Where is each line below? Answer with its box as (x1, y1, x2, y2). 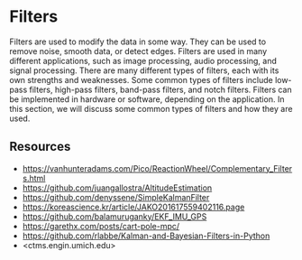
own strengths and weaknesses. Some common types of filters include (9, 74, 273, 85)
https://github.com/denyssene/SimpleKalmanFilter (22, 191, 210, 202)
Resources (9, 139, 71, 154)
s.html (22, 172, 46, 183)
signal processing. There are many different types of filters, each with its (9, 65, 279, 76)
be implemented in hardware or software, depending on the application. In (9, 93, 285, 105)
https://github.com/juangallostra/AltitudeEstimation (22, 182, 213, 193)
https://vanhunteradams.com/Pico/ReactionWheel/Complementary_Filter (22, 162, 293, 173)
